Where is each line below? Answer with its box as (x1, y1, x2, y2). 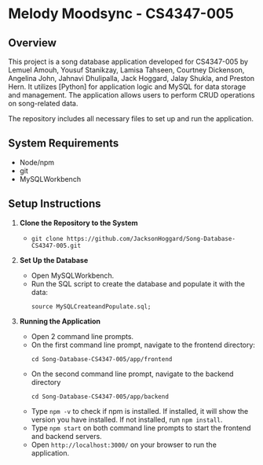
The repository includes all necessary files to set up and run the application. (8, 114, 254, 123)
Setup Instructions (8, 197, 101, 211)
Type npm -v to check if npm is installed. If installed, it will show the (31, 406, 249, 415)
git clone (31, 234, 64, 242)
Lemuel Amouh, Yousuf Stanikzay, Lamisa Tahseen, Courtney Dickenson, (8, 65, 245, 75)
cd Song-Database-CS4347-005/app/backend (31, 393, 169, 400)
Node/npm (19, 157, 55, 167)
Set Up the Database (19, 255, 89, 264)
